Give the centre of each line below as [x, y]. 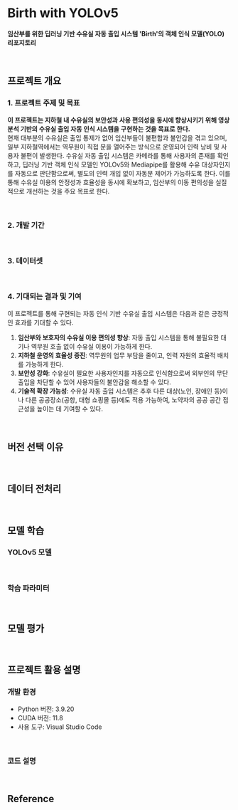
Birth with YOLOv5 [63, 13]
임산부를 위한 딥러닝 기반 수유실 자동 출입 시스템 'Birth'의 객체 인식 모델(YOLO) [116, 33]
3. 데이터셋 [25, 261]
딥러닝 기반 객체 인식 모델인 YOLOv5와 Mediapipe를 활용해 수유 [111, 164]
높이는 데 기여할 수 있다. [70, 409]
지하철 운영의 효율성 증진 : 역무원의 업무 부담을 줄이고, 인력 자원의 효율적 [117, 355]
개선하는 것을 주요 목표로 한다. [68, 191]
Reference [31, 799]
